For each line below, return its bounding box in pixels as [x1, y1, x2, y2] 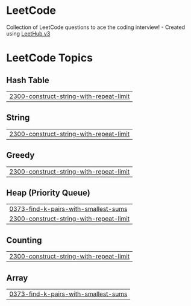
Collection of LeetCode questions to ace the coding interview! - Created [6, 23, 186, 31]
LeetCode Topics [6, 51, 93, 65]
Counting [6, 235, 42, 245]
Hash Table [6, 75, 49, 85]
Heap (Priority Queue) [6, 187, 90, 198]
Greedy [6, 150, 35, 160]
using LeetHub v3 [6, 30, 51, 37]
